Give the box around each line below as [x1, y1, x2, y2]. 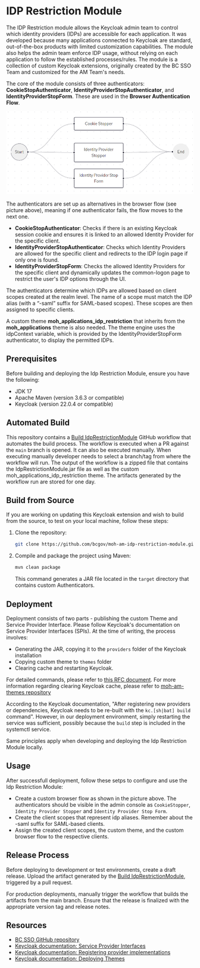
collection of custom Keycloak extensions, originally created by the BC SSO [6, 62, 192, 69]
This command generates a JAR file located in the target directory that [14, 575, 189, 583]
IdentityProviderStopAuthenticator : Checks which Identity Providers [14, 243, 186, 250]
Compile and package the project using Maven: [14, 552, 131, 559]
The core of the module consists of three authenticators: [6, 79, 145, 87]
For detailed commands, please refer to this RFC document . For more [6, 676, 176, 683]
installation [14, 651, 42, 658]
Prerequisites [6, 354, 57, 364]
